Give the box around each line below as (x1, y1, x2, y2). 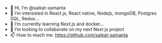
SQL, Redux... (10, 16, 39, 21)
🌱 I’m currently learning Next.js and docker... (10, 21, 104, 27)
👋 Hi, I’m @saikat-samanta (10, 5, 66, 11)
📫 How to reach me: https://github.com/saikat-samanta (10, 32, 128, 38)
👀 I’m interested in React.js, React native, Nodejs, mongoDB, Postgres (10, 10, 157, 16)
